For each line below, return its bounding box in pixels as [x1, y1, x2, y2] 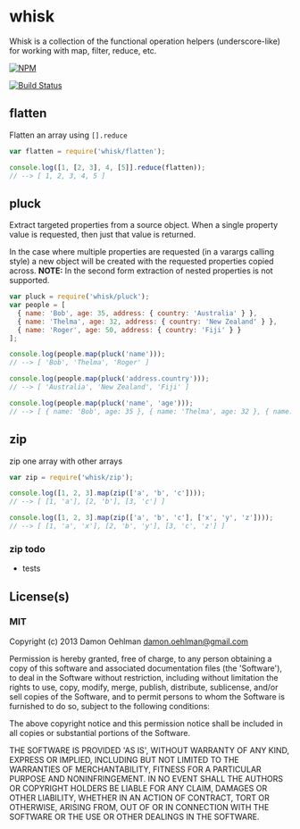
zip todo [9, 542, 46, 555]
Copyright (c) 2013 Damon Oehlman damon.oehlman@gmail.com [9, 636, 248, 647]
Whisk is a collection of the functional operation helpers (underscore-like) [9, 36, 281, 46]
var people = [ [9, 301, 66, 310]
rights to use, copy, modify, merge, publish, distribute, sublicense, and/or [9, 682, 279, 692]
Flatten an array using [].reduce [9, 130, 128, 140]
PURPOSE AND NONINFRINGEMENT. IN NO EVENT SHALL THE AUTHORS [9, 773, 284, 783]
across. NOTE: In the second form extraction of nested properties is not [9, 265, 274, 276]
